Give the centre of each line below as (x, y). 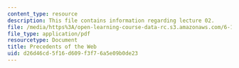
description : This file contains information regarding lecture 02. (111, 21)
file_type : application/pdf (49, 34)
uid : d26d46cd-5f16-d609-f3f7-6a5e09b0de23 (73, 54)
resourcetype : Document (43, 40)
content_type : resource (43, 14)
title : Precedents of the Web (52, 47)
